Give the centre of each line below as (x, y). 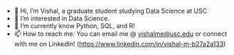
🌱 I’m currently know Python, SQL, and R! (74, 26)
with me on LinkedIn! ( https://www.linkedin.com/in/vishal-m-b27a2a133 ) (120, 44)
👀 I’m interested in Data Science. (62, 18)
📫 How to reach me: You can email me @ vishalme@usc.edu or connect (121, 34)
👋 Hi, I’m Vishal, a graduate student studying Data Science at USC (111, 11)
